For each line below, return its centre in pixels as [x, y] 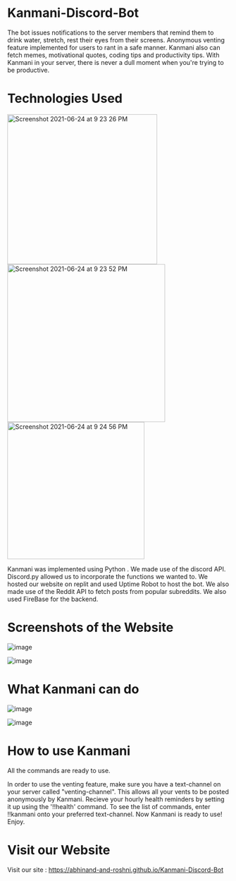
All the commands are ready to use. [59, 770]
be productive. [29, 70]
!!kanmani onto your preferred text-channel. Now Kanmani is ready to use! [115, 814]
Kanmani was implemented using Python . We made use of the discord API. [117, 569]
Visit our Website [59, 850]
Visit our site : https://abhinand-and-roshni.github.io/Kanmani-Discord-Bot [116, 870]
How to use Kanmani [69, 751]
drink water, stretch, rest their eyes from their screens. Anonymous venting [116, 40]
